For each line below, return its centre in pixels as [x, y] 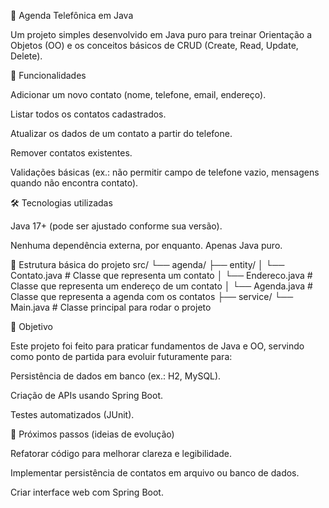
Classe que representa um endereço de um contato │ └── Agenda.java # [161, 286]
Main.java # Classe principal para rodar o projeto [111, 307]
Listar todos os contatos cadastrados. [88, 114]
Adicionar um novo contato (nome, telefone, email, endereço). [138, 94]
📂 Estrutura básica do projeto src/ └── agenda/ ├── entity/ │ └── [147, 264]
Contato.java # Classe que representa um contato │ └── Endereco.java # [161, 275]
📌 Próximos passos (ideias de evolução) [92, 434]
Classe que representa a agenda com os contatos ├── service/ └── [152, 296]
